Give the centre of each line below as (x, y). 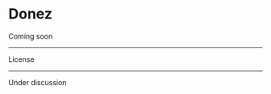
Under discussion (38, 82)
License (21, 59)
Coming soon (31, 36)
